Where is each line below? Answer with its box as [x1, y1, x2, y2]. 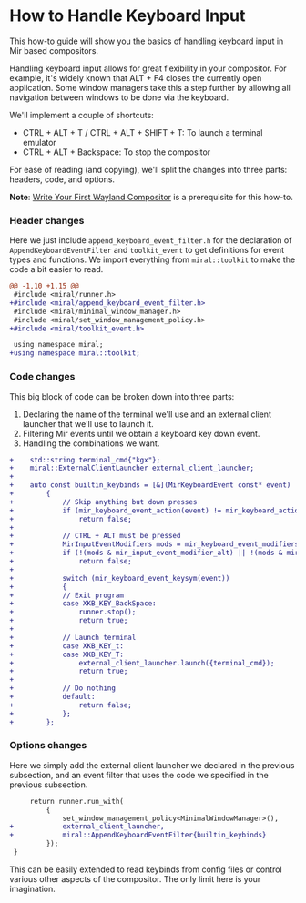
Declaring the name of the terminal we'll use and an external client [22, 409, 271, 420]
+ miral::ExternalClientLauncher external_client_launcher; [9, 463, 255, 473]
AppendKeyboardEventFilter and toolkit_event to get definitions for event [9, 245, 285, 256]
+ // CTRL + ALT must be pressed [9, 532, 181, 541]
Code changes [9, 370, 76, 383]
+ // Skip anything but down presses [9, 497, 198, 506]
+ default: [9, 693, 96, 702]
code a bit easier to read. [9, 264, 104, 275]
